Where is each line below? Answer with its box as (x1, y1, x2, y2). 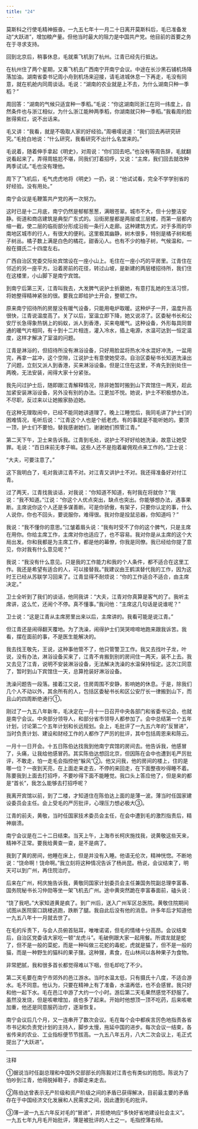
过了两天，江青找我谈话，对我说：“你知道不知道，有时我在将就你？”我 (6, 489, 176, 496)
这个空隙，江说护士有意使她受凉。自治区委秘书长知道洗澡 (47, 354, 187, 361)
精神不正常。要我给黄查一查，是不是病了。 (6, 839, 110, 846)
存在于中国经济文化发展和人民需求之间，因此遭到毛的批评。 (6, 1096, 151, 1104)
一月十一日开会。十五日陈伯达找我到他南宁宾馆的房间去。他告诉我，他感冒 (6, 742, 187, 749)
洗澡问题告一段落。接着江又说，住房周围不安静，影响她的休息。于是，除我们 (6, 680, 192, 687)
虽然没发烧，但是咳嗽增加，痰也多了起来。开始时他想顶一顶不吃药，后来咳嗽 (6, 996, 192, 1003)
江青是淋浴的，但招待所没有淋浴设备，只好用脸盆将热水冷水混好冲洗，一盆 (6, 347, 187, 354)
